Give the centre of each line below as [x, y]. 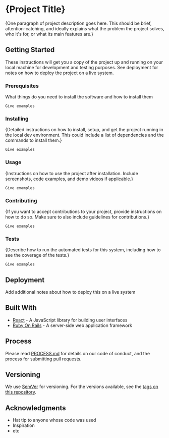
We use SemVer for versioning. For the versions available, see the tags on [82, 387]
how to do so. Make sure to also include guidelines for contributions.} [77, 217]
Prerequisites [22, 86]
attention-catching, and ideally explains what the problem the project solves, [85, 28]
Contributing [21, 200]
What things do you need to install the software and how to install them [79, 97]
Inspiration [23, 425]
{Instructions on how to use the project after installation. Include [72, 173]
